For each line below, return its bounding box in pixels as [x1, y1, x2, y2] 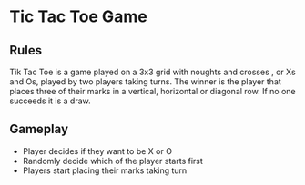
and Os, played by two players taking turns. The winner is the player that [9, 76, 282, 87]
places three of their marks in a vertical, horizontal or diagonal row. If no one [9, 86, 296, 96]
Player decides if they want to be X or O [22, 145, 173, 156]
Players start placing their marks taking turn [22, 165, 188, 176]
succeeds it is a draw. [9, 95, 91, 106]
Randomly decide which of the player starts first [22, 155, 203, 166]
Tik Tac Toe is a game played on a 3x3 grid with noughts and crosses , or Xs [9, 66, 296, 77]
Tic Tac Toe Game [9, 6, 147, 27]
